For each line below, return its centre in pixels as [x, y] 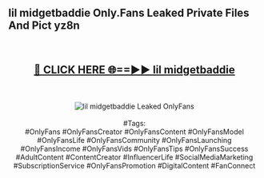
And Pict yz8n [44, 26]
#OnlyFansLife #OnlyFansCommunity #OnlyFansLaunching [134, 140]
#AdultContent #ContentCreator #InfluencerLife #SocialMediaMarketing [134, 157]
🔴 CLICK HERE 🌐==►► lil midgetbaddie [134, 70]
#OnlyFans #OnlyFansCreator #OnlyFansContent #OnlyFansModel [134, 132]
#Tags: [134, 123]
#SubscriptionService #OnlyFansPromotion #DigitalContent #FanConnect [134, 165]
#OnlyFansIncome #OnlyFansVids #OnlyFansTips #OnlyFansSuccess [134, 148]
